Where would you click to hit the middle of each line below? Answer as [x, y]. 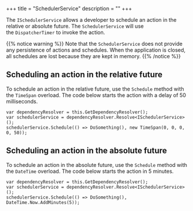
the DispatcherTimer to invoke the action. [56, 32]
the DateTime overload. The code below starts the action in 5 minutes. [90, 171]
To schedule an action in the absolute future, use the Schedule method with [97, 165]
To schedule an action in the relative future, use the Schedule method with [95, 89]
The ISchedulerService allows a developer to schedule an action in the [92, 20]
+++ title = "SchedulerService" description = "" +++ [69, 9]
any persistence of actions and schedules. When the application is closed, [96, 50]
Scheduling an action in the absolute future [87, 151]
